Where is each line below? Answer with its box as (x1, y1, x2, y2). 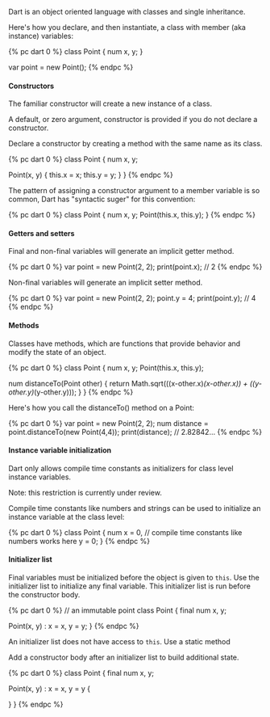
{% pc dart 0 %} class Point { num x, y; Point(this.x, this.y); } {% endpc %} (8, 210, 256, 220)
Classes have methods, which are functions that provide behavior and (8, 339, 241, 348)
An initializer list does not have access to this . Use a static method (8, 637, 231, 647)
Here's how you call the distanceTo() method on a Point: (8, 403, 195, 412)
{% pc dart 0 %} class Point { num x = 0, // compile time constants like (8, 527, 243, 537)
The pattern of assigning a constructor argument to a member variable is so (8, 186, 260, 196)
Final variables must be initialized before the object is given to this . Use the (8, 573, 260, 583)
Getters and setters (8, 228, 75, 238)
